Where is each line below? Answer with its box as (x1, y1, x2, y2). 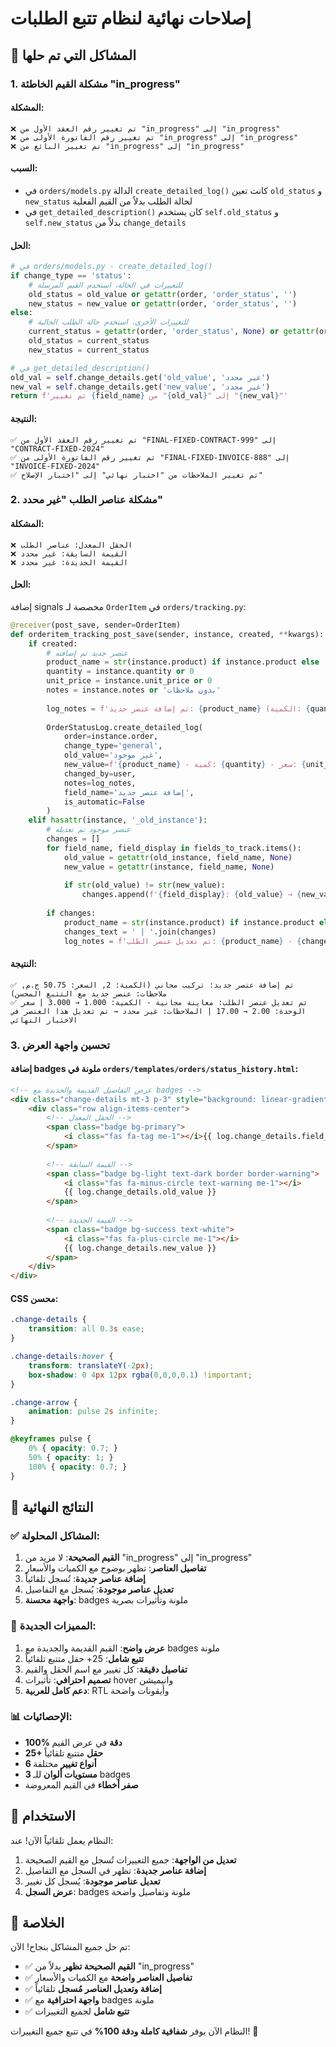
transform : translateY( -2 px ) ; (28, 1360, 155, 1371)
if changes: (46, 908, 97, 919)
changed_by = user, (63, 768, 137, 779)
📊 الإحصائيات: (10, 1710, 73, 1724)
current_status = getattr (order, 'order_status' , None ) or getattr (28, 327, 315, 337)
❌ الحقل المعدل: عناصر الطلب (10, 540, 133, 550)
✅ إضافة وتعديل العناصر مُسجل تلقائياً (24, 1983, 162, 1995)
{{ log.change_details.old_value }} (63, 1187, 217, 1197)
